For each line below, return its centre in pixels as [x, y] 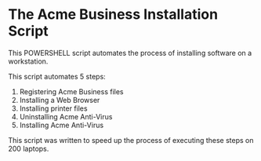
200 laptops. [29, 148]
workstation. [28, 61]
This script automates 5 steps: [57, 76]
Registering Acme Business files [71, 91]
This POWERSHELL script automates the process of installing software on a [130, 53]
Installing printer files [53, 108]
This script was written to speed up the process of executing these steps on [131, 140]
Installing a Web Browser [60, 100]
